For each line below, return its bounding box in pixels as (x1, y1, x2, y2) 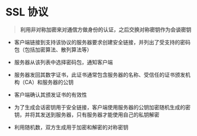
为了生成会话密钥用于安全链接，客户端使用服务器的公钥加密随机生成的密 (14, 103, 190, 111)
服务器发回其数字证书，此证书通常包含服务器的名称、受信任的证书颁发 (14, 71, 186, 78)
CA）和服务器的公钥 (24, 78, 74, 86)
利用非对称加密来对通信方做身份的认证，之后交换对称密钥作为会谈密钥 (20, 26, 192, 33)
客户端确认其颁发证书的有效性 (14, 91, 87, 98)
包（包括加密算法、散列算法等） (14, 46, 92, 53)
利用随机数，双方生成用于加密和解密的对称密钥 (14, 124, 128, 131)
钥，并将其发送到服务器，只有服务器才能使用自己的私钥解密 (14, 111, 160, 118)
